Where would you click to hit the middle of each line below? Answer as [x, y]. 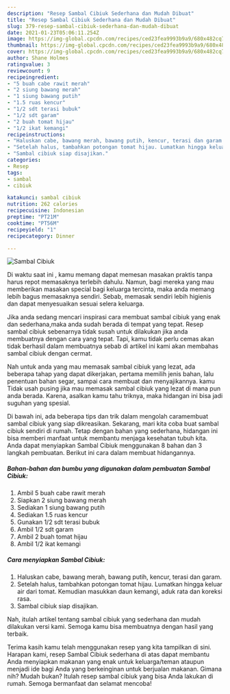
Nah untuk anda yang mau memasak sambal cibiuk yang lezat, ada [101, 367]
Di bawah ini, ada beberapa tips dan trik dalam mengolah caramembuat [108, 417]
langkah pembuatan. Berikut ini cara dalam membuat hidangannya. [101, 453]
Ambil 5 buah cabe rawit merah [61, 493]
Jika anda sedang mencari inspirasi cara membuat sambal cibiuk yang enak [114, 317]
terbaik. [18, 634]
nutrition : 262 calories [42, 204]
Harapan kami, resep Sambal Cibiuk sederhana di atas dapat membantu [108, 654]
